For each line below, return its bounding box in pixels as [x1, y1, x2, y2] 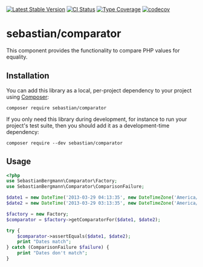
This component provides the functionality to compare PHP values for [6, 47, 180, 54]
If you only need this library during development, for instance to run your [6, 115, 187, 123]
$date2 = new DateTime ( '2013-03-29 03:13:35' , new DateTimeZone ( [6, 200, 174, 207]
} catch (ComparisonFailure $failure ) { [6, 245, 110, 251]
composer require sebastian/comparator [6, 105, 107, 111]
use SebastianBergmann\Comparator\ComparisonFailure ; [6, 184, 145, 190]
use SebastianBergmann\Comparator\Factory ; [6, 178, 118, 184]
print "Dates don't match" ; [17, 250, 88, 256]
